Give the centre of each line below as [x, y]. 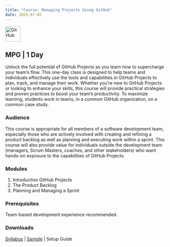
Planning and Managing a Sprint [46, 190]
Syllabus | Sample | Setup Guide [39, 239]
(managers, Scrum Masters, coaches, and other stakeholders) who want [81, 150]
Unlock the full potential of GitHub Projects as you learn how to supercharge [85, 67]
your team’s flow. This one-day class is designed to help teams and [75, 72]
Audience [17, 118]
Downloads [19, 228]
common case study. [27, 105]
